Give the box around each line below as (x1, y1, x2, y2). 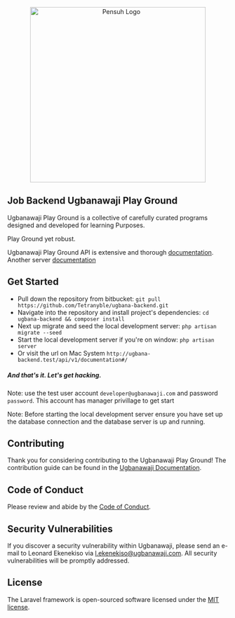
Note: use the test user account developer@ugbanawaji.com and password (7, 389, 219, 397)
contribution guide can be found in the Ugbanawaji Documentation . (7, 464, 202, 472)
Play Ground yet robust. (7, 234, 76, 243)
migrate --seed (17, 329, 62, 336)
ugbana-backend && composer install (17, 316, 125, 323)
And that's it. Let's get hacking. (7, 371, 102, 379)
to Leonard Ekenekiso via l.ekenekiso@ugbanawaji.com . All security (20, 549, 217, 558)
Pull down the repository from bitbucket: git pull (17, 295, 161, 303)
